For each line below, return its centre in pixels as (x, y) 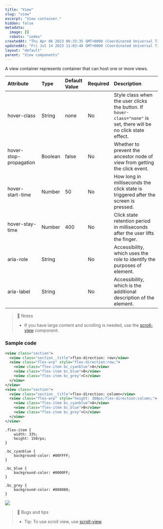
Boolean (51, 156)
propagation (21, 163)
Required (99, 84)
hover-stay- (22, 224)
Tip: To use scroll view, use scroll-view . (63, 521)
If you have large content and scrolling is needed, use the (81, 325)
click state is (128, 189)
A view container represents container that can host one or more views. (77, 69)
